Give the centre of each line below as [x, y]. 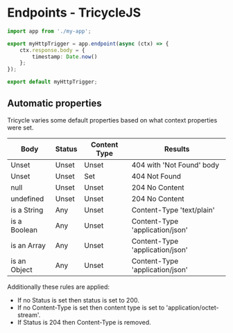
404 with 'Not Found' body [175, 165]
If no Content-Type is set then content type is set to [91, 307]
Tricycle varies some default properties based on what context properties [112, 120]
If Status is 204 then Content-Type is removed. [84, 322]
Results [177, 149]
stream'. [29, 315]
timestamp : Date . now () [65, 57]
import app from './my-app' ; [49, 31]
